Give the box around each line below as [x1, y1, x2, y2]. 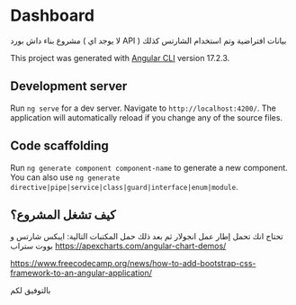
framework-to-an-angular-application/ [10, 267, 152, 279]
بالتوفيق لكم [10, 285, 51, 296]
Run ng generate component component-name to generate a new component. [10, 162, 289, 173]
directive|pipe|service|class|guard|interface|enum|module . [10, 181, 238, 192]
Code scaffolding [10, 139, 109, 154]
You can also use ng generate [10, 172, 121, 183]
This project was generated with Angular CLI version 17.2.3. [10, 52, 230, 63]
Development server [10, 78, 128, 94]
